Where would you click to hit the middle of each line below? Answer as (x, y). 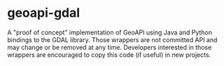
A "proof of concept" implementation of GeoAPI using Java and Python (110, 32)
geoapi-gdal (44, 13)
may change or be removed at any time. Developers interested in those (110, 47)
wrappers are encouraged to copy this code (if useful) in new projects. (109, 55)
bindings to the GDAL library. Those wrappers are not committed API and (112, 39)
